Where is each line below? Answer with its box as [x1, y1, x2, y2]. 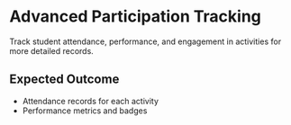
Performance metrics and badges [22, 105, 148, 116]
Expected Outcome [9, 72, 120, 87]
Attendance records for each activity [22, 95, 159, 106]
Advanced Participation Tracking [9, 6, 261, 27]
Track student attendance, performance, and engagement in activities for [9, 36, 282, 47]
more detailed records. [9, 45, 95, 56]
